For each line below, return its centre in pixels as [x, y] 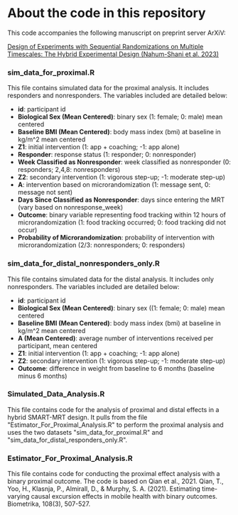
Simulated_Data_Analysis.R [56, 394]
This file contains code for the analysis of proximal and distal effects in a [113, 409]
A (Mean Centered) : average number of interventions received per [115, 338]
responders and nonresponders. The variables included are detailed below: [118, 96]
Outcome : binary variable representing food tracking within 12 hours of [121, 215]
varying [18, 497]
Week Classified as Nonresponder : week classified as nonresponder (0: [124, 162]
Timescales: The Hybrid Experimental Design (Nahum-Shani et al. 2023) [113, 54]
